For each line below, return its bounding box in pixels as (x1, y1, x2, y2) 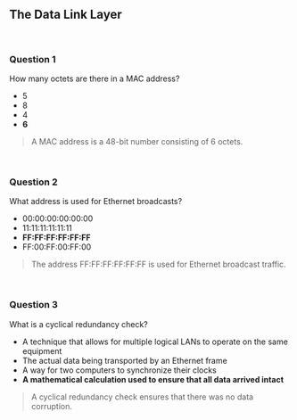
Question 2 (9, 176, 58, 188)
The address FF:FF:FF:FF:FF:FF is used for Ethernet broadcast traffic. (30, 259, 287, 270)
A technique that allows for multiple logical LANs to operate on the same (21, 336, 288, 347)
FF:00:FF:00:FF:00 (21, 242, 92, 252)
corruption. (30, 400, 73, 411)
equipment (21, 345, 62, 356)
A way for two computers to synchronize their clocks (21, 365, 217, 375)
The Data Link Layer (9, 7, 122, 22)
